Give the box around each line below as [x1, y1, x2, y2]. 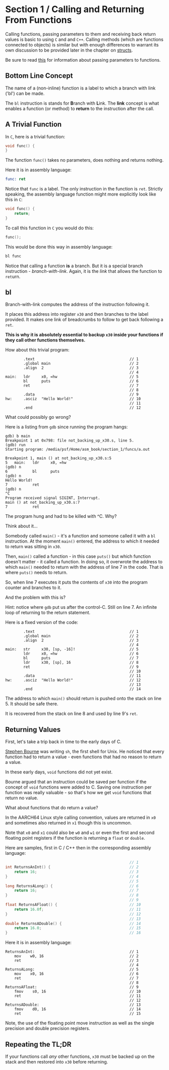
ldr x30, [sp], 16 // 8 [23, 660, 139, 665]
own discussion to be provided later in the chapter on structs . [5, 47, 133, 53]
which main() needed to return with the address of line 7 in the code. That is [5, 564, 163, 570]
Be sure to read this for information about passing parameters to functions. [5, 57, 161, 63]
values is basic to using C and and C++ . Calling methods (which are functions [5, 36, 164, 42]
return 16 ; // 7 [14, 888, 139, 893]
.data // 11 [23, 673, 141, 678]
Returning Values [5, 725, 61, 734]
